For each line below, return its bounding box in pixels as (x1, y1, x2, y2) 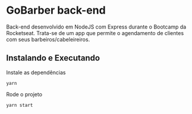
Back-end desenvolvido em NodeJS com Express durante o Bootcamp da (6, 23, 187, 30)
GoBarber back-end (6, 4, 106, 17)
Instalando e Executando (6, 53, 100, 63)
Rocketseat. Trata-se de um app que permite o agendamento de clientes (6, 29, 184, 36)
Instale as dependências (6, 69, 66, 76)
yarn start (6, 102, 33, 108)
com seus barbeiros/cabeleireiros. (6, 36, 90, 43)
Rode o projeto (6, 90, 43, 98)
